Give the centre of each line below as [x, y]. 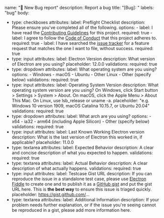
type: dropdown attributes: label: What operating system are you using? [84, 69]
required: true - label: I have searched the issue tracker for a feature [80, 43]
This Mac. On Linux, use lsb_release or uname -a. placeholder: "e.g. [80, 100]
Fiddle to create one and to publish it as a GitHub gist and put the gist [82, 184]
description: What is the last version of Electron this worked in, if [77, 137]
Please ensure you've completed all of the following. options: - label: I [82, 27]
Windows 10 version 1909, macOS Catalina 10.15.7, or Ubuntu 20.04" [81, 106]
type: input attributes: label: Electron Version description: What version [83, 59]
